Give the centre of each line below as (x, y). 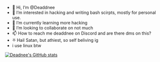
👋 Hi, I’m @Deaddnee (33, 7)
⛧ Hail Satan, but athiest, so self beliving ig (55, 40)
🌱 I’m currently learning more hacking (50, 23)
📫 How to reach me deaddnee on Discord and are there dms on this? (82, 33)
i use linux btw (27, 45)
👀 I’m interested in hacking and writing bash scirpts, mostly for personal (84, 12)
